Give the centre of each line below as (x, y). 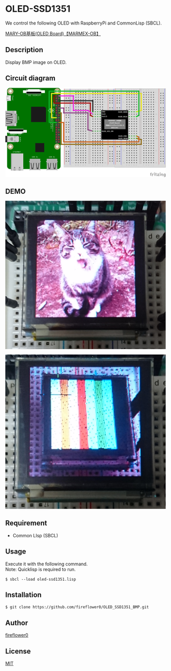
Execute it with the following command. (47, 564)
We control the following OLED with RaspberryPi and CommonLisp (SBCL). (83, 23)
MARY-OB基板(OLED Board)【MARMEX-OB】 (53, 33)
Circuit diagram (31, 78)
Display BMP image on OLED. (36, 62)
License (18, 651)
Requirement (26, 523)
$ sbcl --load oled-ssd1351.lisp (41, 579)
